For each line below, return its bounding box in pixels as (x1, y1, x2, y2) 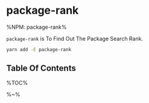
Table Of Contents (6, 63, 77, 74)
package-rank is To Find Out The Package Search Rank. (6, 35, 144, 42)
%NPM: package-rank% (6, 23, 67, 31)
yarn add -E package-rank (6, 46, 71, 53)
